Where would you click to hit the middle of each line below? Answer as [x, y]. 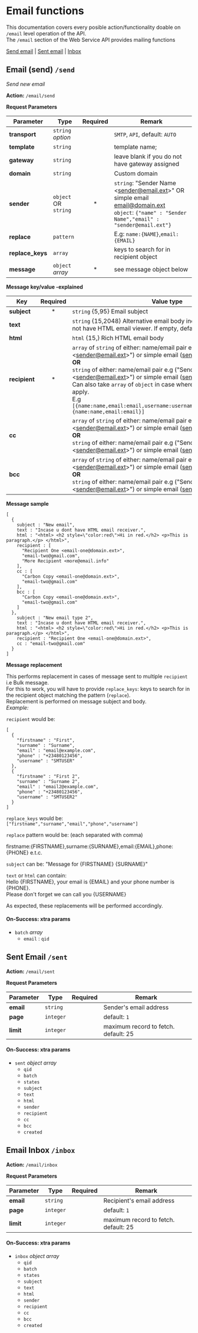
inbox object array [37, 1256]
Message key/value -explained [45, 287]
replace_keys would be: [35, 818]
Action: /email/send [30, 95]
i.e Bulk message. [27, 682]
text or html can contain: [36, 875]
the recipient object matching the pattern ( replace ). [68, 695]
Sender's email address [136, 1007]
